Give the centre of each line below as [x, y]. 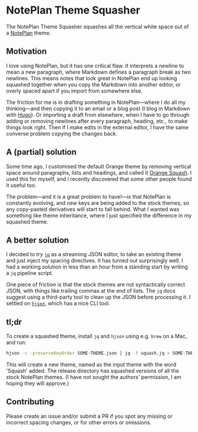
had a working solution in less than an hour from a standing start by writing [97, 267]
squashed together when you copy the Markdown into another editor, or [93, 84]
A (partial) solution [41, 152]
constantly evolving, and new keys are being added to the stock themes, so [98, 203]
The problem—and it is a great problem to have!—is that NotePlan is [88, 197]
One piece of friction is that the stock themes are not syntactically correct [96, 284]
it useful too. [21, 185]
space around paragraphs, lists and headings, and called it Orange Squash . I [99, 172]
